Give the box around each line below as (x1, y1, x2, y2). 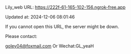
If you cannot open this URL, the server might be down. (5, 23, 119, 29)
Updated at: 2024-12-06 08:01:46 (5, 14, 75, 19)
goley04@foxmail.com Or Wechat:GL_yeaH (5, 43, 94, 49)
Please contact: (5, 33, 37, 39)
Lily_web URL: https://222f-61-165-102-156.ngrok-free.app (5, 4, 126, 10)
